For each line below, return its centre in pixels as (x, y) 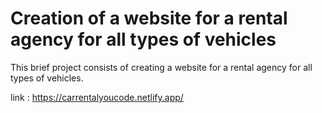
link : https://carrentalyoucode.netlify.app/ (97, 97)
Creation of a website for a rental (149, 18)
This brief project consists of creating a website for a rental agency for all (161, 67)
